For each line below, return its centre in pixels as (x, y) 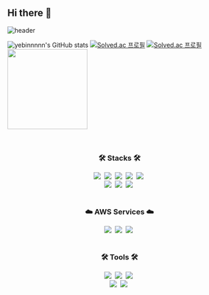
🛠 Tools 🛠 (119, 257)
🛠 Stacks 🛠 (119, 158)
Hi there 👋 (30, 13)
